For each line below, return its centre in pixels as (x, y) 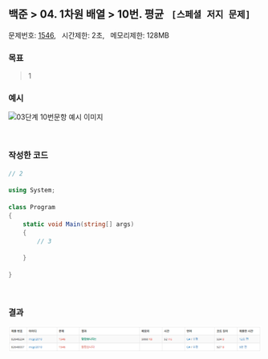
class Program (32, 208)
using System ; (32, 191)
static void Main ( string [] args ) (79, 224)
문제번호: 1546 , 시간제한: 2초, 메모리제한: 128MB (89, 35)
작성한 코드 (28, 155)
